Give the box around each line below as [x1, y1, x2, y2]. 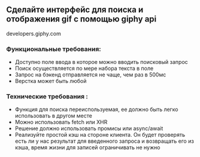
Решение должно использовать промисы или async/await [14, 125, 163, 132]
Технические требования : [6, 93, 89, 101]
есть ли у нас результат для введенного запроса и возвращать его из [14, 137, 195, 145]
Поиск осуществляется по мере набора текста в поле [14, 65, 154, 72]
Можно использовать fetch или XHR [14, 119, 108, 126]
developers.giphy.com [6, 30, 61, 37]
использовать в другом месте [14, 112, 93, 119]
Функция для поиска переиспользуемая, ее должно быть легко [14, 106, 178, 113]
